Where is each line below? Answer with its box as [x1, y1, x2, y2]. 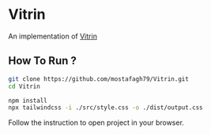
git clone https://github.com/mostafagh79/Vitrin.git [8, 75, 190, 83]
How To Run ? [8, 54, 77, 67]
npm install [8, 97, 47, 104]
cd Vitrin [8, 82, 41, 90]
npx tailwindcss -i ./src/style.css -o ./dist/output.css [8, 104, 203, 111]
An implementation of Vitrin [8, 31, 97, 41]
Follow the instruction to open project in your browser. [8, 118, 184, 127]
